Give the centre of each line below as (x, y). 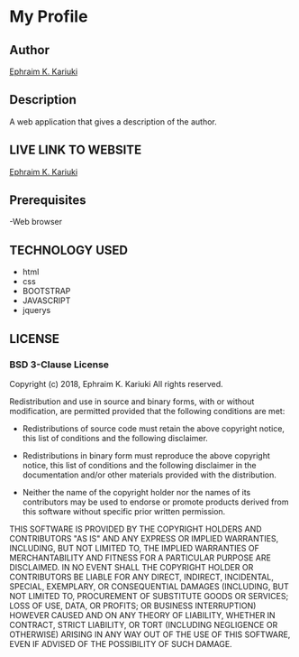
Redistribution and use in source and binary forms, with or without (132, 401)
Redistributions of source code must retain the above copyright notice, (154, 428)
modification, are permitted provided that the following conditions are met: (147, 411)
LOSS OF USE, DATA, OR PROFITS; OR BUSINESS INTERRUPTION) (133, 606)
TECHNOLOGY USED (69, 250)
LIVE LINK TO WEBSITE (76, 150)
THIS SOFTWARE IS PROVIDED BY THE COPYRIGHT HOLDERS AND (136, 529)
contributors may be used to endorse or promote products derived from (155, 502)
